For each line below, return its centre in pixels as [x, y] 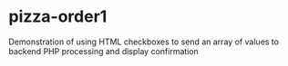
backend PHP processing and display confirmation [104, 51]
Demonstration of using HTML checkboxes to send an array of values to [144, 42]
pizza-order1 [58, 17]
